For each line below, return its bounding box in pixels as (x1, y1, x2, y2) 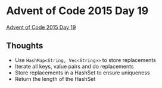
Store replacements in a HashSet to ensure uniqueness (14, 69, 150, 76)
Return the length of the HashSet (14, 75, 96, 82)
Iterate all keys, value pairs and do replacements (14, 63, 134, 70)
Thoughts (6, 41, 43, 51)
